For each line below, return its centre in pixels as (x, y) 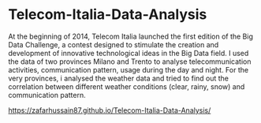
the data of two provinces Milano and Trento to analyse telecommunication (130, 61)
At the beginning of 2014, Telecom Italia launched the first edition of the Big (131, 36)
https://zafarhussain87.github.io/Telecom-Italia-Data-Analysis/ (110, 110)
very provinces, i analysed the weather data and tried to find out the (119, 78)
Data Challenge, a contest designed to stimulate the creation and (114, 44)
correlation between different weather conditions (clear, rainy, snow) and (127, 86)
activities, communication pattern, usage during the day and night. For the (129, 69)
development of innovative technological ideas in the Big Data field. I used (129, 53)
